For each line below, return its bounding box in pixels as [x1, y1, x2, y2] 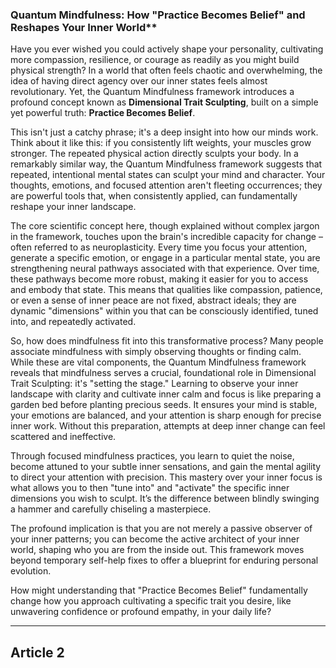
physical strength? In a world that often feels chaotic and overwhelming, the [10, 64, 323, 77]
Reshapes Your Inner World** [10, 20, 158, 34]
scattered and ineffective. [10, 431, 117, 443]
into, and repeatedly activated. [10, 316, 137, 328]
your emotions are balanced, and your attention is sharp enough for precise [10, 409, 322, 422]
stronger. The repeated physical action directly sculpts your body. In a [10, 148, 299, 160]
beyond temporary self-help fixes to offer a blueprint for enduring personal [10, 554, 319, 567]
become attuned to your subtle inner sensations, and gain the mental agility [10, 461, 322, 473]
